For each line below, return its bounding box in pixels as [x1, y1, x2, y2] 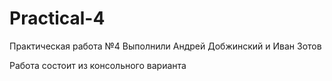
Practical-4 [9, 7, 106, 30]
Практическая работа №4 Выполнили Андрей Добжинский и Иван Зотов [9, 40, 322, 52]
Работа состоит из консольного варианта [9, 59, 187, 71]
